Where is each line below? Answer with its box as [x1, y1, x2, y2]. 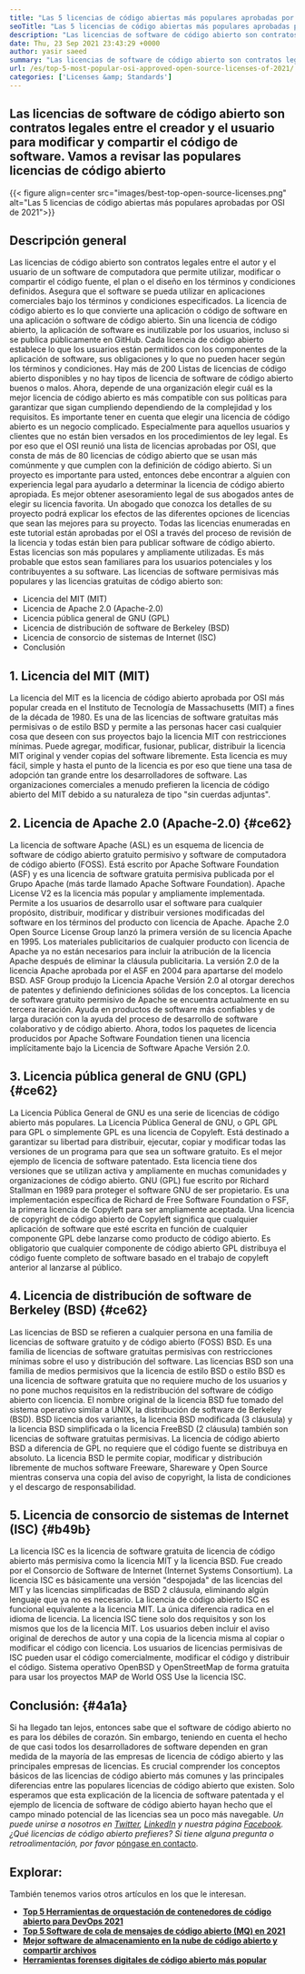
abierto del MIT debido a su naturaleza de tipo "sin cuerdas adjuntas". [9, 789, 271, 801]
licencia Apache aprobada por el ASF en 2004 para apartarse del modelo [9, 965, 283, 976]
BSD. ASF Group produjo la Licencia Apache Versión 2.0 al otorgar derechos [9, 975, 295, 985]
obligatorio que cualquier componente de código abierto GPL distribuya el [9, 1243, 287, 1254]
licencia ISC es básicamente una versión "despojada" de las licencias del [9, 1575, 283, 1586]
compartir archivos [22, 1945, 97, 1956]
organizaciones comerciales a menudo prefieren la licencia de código [9, 780, 270, 791]
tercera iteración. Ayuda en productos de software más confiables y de [9, 1004, 275, 1014]
